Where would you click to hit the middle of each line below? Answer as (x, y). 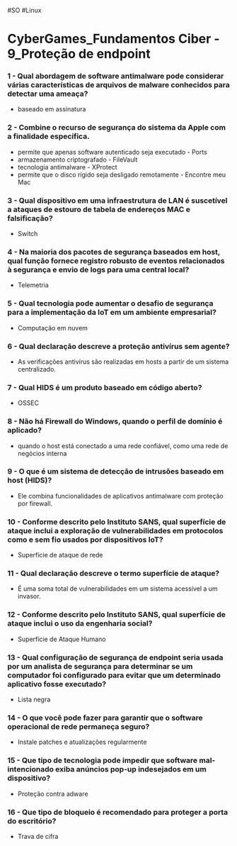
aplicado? (25, 430)
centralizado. (37, 369)
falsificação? (30, 218)
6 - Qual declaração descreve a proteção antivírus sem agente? (118, 346)
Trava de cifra (38, 836)
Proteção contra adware (53, 794)
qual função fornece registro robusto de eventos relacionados (116, 261)
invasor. (29, 596)
